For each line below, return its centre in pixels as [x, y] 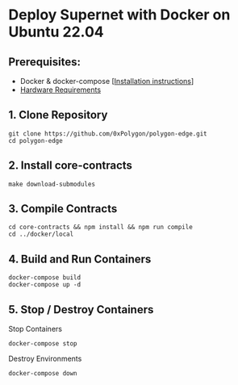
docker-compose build [45, 278]
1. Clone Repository [58, 115]
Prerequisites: [44, 62]
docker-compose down [43, 374]
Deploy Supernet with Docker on [119, 15]
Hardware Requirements [61, 90]
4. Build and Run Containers [80, 259]
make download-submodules [52, 184]
